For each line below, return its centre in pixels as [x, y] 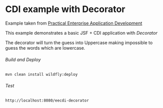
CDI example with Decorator [65, 9]
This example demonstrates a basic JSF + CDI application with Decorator [82, 33]
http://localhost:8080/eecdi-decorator [47, 101]
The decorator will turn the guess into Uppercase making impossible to [79, 42]
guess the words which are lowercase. [45, 48]
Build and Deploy [23, 59]
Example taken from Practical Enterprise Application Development [74, 23]
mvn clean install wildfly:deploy [42, 75]
